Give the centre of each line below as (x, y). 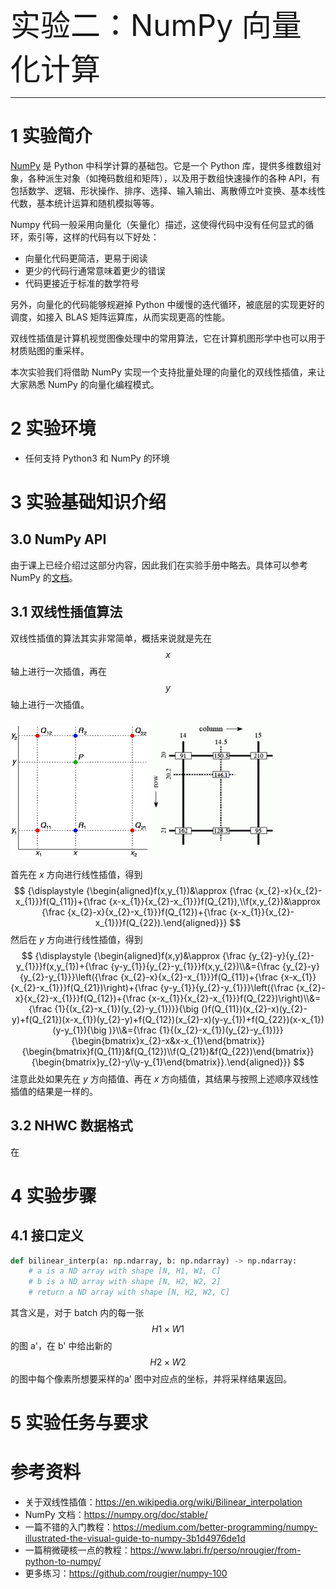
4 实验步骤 (53, 1195)
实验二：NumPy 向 (141, 25)
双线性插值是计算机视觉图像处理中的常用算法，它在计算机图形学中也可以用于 (168, 338)
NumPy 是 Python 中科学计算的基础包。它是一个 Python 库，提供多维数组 (161, 165)
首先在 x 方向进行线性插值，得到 (76, 874)
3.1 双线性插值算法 (66, 612)
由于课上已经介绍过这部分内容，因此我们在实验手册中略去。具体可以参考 (159, 565)
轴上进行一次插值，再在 (58, 671)
